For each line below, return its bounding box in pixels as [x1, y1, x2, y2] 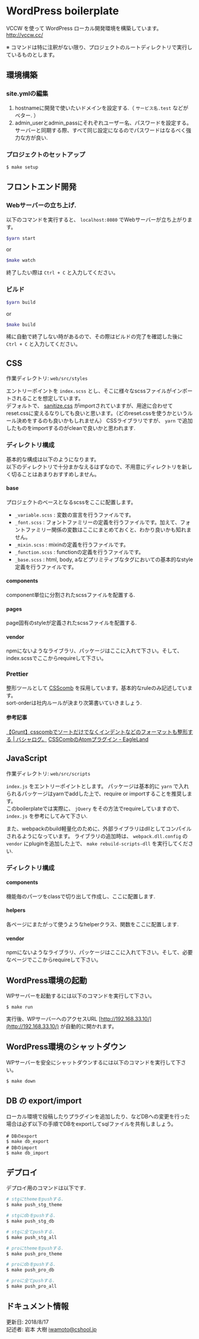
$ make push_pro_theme [6, 1251, 62, 1257]
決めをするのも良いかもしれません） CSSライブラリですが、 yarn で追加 [16, 417, 193, 424]
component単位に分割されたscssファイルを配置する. [6, 591, 135, 598]
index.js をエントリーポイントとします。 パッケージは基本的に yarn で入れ [6, 782, 189, 790]
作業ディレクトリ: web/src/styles [6, 375, 88, 382]
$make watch [6, 257, 36, 263]
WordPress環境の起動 [6, 975, 87, 985]
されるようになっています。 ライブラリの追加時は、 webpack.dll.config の [6, 832, 188, 839]
